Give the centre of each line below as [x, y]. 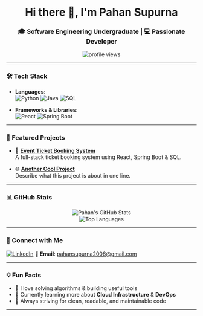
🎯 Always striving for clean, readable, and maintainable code [90, 301]
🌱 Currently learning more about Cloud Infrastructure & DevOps [95, 294]
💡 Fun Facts [24, 275]
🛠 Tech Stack [27, 76]
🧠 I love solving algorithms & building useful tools [76, 288]
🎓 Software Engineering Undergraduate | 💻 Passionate [101, 31]
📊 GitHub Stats [29, 197]
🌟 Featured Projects [36, 137]
